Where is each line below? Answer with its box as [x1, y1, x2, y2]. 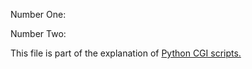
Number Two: [10, 28, 67, 39]
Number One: [10, 9, 67, 20]
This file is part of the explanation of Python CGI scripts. [10, 47, 242, 59]
